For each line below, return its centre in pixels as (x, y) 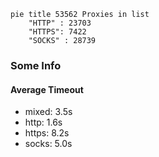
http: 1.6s (43, 122)
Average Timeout (47, 89)
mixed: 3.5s (48, 112)
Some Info (36, 65)
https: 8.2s (47, 133)
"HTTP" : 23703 (60, 23)
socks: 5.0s (48, 144)
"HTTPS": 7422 (57, 32)
